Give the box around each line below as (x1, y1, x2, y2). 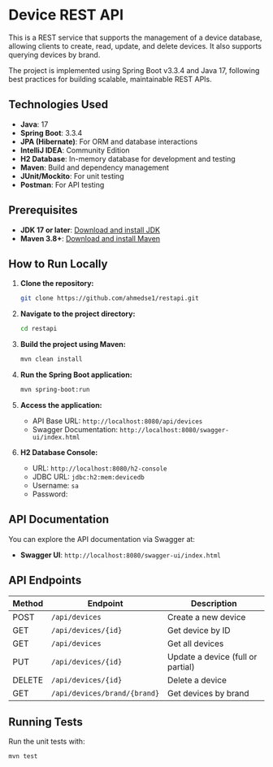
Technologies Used (8, 97, 108, 111)
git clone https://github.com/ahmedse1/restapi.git (19, 294, 199, 302)
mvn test (8, 752, 38, 760)
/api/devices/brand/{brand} (51, 688, 160, 698)
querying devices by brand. (8, 50, 101, 59)
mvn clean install (19, 355, 83, 363)
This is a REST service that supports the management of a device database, (8, 32, 262, 42)
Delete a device (167, 674, 227, 686)
